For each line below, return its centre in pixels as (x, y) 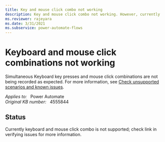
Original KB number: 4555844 (37, 102)
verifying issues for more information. (43, 134)
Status (16, 117)
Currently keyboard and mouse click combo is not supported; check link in (81, 129)
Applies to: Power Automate (35, 97)
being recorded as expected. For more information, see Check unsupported (82, 82)
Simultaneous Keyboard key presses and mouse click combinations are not (82, 76)
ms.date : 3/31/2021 (25, 23)
